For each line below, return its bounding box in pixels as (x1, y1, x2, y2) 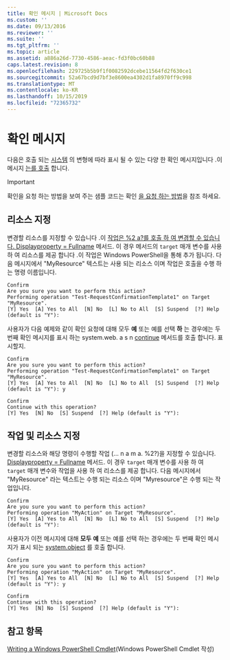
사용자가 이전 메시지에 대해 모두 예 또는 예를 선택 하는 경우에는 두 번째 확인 (7, 534, 207, 543)
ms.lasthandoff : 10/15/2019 (7, 93, 88, 100)
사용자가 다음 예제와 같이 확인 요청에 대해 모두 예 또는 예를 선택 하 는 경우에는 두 (7, 324, 221, 333)
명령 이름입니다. (14, 267, 57, 276)
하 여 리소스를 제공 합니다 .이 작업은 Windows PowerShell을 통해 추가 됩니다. (7, 250, 215, 258)
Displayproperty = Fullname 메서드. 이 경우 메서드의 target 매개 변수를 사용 (16, 242, 222, 250)
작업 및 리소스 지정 (7, 430, 80, 442)
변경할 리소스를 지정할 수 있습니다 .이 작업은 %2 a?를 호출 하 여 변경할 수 (7, 233, 203, 241)
